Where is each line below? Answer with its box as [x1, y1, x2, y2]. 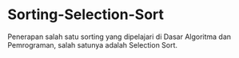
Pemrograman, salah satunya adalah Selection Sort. [7, 40, 177, 49]
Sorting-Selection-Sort [7, 6, 165, 24]
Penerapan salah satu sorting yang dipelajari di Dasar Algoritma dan [7, 32, 232, 41]
